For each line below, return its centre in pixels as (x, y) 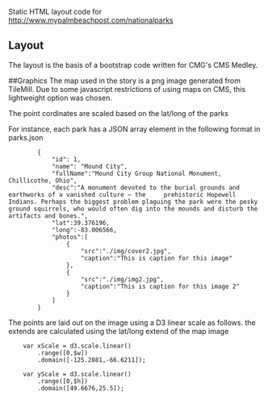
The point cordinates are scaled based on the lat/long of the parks (118, 113)
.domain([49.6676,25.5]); (81, 388)
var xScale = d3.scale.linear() (77, 346)
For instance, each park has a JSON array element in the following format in (134, 129)
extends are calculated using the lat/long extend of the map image (119, 331)
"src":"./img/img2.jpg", (122, 279)
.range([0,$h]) (63, 381)
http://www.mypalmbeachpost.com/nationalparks (91, 20)
